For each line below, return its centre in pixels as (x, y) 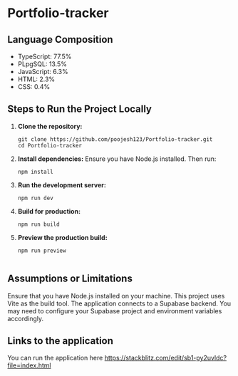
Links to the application (61, 341)
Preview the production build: (63, 237)
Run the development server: (62, 185)
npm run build (38, 224)
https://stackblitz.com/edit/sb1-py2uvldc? (165, 358)
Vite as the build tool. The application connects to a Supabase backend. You (119, 303)
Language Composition (60, 40)
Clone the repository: (50, 126)
